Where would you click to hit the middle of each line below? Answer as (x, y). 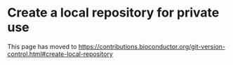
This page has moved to (42, 46)
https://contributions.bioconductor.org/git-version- (152, 46)
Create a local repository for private (113, 13)
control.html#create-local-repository (60, 54)
